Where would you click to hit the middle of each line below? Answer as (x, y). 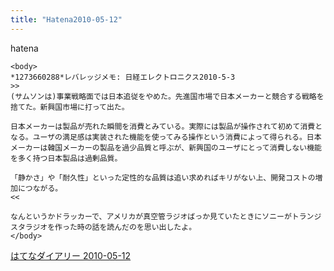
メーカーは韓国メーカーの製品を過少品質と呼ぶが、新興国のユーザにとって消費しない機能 (166, 147)
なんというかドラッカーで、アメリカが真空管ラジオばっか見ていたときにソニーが (151, 216)
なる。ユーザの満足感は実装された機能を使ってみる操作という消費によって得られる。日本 (166, 137)
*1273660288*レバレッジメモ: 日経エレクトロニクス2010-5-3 (123, 77)
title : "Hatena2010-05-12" (66, 19)
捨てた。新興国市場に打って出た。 (70, 107)
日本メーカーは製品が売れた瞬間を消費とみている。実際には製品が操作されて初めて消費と (166, 126)
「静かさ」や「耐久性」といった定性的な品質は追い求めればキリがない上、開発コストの (163, 177)
